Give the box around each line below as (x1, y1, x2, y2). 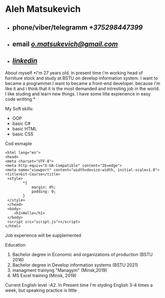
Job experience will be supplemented (5, 232, 81, 238)
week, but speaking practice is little (5, 287, 77, 293)
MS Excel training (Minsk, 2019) (12, 272, 77, 278)
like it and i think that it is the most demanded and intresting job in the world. (5, 85, 160, 91)
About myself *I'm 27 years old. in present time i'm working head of (5, 70, 143, 76)
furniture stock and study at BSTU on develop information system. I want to (5, 75, 158, 81)
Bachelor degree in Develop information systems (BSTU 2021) (12, 262, 138, 268)
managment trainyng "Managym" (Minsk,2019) (12, 267, 107, 273)
